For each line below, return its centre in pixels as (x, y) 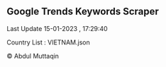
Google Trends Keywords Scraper (83, 12)
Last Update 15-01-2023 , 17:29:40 (57, 28)
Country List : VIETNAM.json (48, 42)
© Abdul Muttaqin (33, 56)
